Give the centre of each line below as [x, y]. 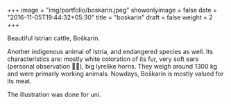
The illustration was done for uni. [54, 94]
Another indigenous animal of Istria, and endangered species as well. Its [110, 52]
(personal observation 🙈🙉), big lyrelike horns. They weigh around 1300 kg [112, 66]
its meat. [20, 81]
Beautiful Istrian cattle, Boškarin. [54, 38]
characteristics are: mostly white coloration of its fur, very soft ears [103, 59]
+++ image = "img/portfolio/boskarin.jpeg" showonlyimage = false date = [112, 10]
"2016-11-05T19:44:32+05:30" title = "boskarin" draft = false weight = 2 [110, 17]
